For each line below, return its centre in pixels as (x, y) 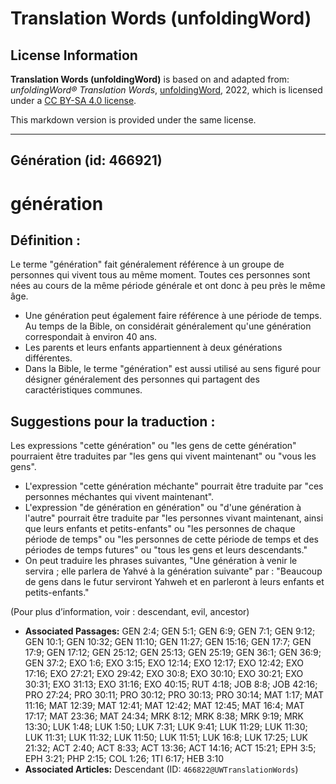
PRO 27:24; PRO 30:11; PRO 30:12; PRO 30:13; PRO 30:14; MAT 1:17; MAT (174, 695)
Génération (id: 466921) (86, 160)
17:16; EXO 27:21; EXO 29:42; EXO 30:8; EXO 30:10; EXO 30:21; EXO (164, 674)
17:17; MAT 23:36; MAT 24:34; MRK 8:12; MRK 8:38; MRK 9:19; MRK (164, 716)
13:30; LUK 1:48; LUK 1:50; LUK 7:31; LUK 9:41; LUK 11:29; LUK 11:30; (166, 727)
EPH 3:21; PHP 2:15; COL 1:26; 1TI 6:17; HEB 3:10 (124, 759)
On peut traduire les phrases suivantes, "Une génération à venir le (161, 561)
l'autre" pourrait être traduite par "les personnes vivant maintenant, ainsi (174, 518)
